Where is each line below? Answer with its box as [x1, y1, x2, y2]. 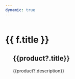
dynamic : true [5, 7, 36, 13]
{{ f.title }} [5, 34, 49, 45]
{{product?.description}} [12, 67, 65, 74]
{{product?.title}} [12, 54, 70, 63]
